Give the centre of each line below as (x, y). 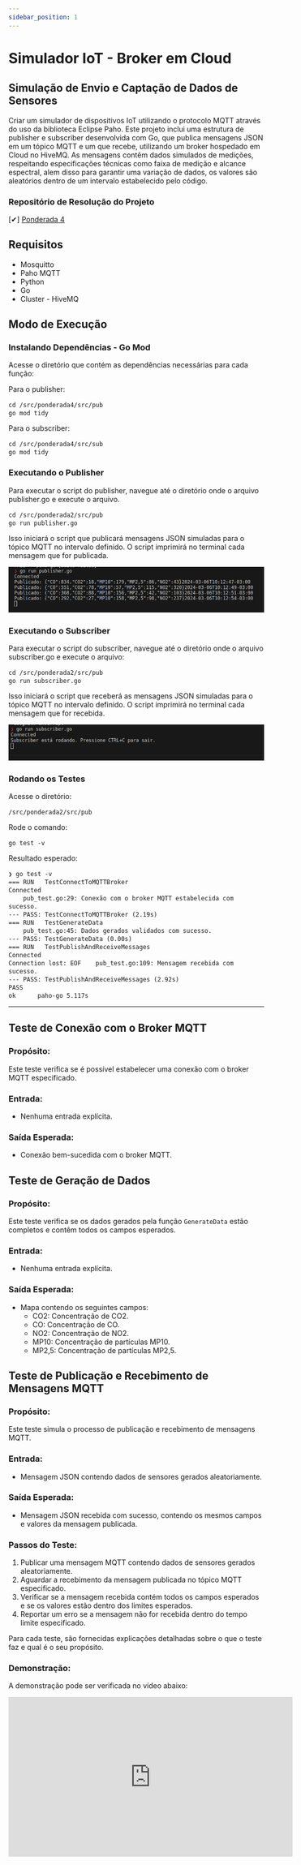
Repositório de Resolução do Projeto (82, 201)
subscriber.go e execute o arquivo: (67, 657)
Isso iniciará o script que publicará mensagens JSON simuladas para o (127, 538)
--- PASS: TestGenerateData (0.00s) (70, 939)
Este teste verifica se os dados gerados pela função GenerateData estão (129, 1221)
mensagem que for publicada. (58, 555)
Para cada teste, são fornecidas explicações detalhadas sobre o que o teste (135, 1639)
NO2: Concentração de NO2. (81, 1333)
